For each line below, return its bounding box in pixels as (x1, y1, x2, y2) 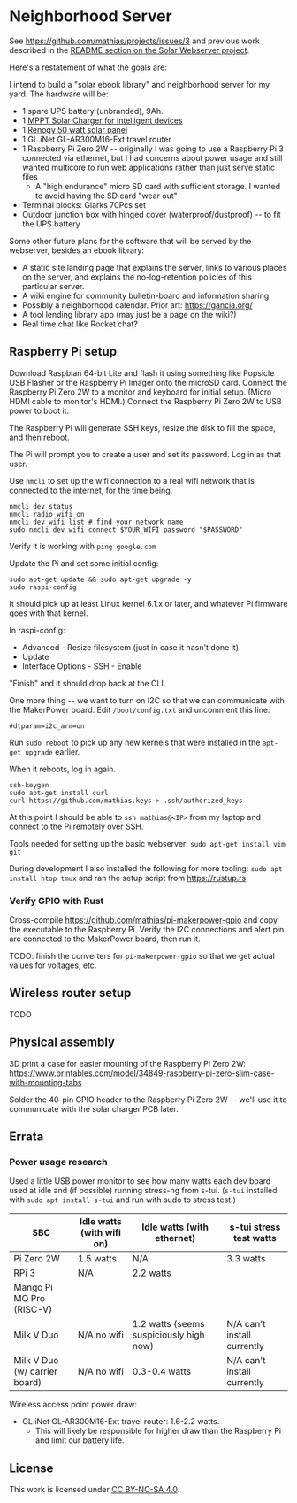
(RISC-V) (13, 1303, 53, 1315)
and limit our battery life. (34, 1435, 125, 1445)
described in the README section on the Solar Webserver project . (9, 44, 250, 55)
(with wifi (80, 1227, 122, 1239)
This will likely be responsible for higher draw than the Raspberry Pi (34, 1426, 281, 1437)
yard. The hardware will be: (9, 88, 109, 99)
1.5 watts (77, 1253, 118, 1265)
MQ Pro (13, 1292, 46, 1305)
